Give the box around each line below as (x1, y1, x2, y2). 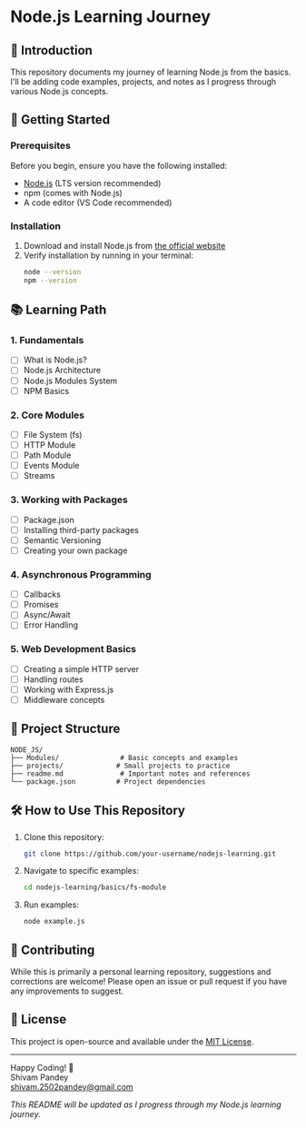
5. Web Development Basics (10, 643, 137, 656)
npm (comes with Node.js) (23, 187, 123, 198)
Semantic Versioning (23, 534, 102, 546)
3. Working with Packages (10, 493, 128, 506)
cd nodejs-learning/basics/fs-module (23, 883, 167, 892)
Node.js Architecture (23, 365, 102, 376)
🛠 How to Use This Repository (10, 803, 185, 818)
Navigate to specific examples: (23, 866, 140, 876)
